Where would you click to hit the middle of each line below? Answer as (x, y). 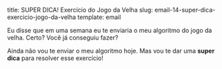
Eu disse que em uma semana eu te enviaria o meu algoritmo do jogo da (110, 30)
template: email (99, 17)
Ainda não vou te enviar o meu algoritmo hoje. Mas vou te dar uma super (111, 51)
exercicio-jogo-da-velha (42, 17)
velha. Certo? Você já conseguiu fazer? (63, 38)
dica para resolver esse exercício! (55, 58)
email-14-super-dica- (185, 10)
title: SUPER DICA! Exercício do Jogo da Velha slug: (80, 10)
